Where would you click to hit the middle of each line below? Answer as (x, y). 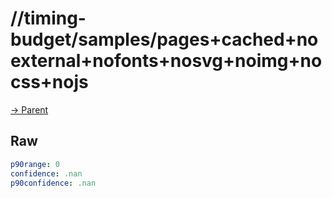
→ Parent (29, 109)
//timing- (48, 18)
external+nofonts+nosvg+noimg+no (166, 61)
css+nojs (49, 82)
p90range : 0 (35, 164)
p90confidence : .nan (53, 183)
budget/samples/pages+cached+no (164, 39)
